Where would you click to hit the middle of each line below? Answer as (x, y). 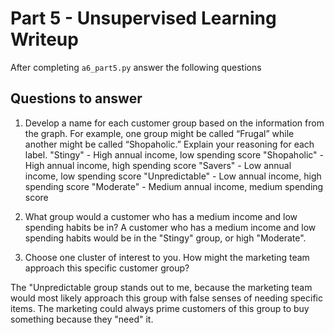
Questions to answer (76, 98)
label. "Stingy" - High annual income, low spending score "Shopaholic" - (174, 154)
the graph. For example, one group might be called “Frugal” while (159, 133)
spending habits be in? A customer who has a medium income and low (170, 227)
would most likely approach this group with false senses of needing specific (166, 298)
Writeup (44, 39)
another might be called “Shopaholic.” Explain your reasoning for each (169, 144)
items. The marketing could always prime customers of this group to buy (160, 308)
